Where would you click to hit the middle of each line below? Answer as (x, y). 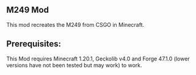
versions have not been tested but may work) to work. (74, 65)
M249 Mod (27, 10)
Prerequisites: (34, 44)
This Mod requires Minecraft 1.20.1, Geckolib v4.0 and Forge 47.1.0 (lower (98, 59)
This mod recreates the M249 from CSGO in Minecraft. (75, 24)
